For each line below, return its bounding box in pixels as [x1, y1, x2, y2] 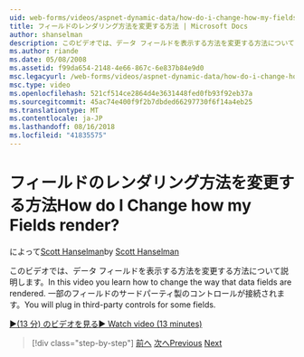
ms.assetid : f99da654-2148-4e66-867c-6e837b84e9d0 [9, 64, 204, 73]
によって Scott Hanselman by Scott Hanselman [9, 246, 179, 257]
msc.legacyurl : [9, 72, 67, 81]
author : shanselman [9, 30, 83, 39]
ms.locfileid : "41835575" [9, 131, 107, 140]
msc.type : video [9, 80, 71, 89]
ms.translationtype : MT [9, 106, 100, 115]
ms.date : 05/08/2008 [9, 55, 88, 64]
